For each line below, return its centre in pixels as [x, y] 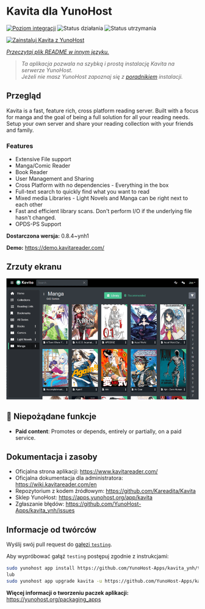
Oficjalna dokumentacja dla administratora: [69, 478]
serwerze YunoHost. [47, 70]
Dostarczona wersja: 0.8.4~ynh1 [48, 236]
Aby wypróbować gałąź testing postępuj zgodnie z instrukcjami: [88, 556]
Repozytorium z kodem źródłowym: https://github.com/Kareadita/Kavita [106, 491]
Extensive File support [43, 159]
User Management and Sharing [54, 179]
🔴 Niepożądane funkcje [51, 417]
